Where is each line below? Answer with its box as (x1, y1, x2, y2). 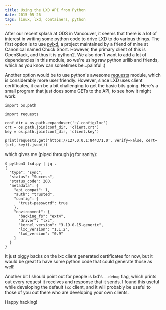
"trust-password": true (18, 201, 68, 206)
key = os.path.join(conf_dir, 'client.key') (5, 129, 99, 134)
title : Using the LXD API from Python (5, 7, 86, 13)
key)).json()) (18, 142, 48, 148)
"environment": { (14, 209, 50, 215)
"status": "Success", (9, 174, 55, 180)
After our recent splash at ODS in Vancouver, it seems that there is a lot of (5, 31, 157, 37)
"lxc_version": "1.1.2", (18, 227, 70, 232)
